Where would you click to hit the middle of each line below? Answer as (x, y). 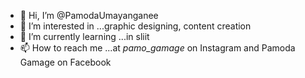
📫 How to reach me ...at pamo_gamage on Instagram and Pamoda (157, 48)
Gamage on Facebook (65, 62)
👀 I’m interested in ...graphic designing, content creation (135, 26)
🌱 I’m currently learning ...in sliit (84, 36)
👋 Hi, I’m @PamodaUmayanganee (89, 15)
